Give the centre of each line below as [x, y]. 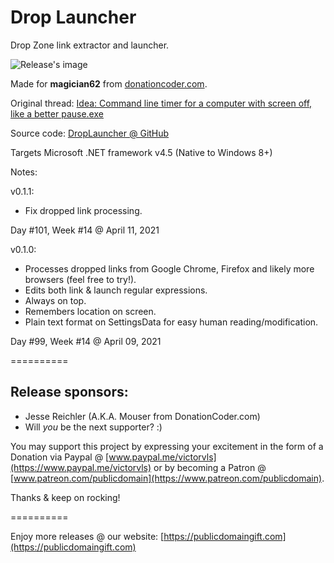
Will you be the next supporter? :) [93, 427]
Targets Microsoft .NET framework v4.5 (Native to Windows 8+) [141, 152]
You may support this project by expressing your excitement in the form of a [167, 446]
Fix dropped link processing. [83, 210]
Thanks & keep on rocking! [65, 497]
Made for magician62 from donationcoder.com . [109, 83]
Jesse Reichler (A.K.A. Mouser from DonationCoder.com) [142, 416]
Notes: [24, 172]
